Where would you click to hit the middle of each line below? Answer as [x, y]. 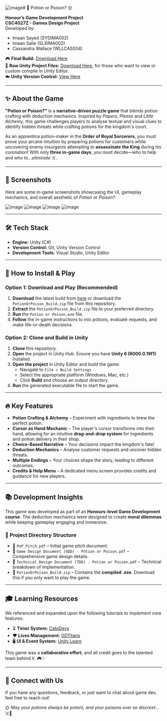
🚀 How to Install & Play [40, 273]
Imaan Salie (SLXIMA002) [39, 43]
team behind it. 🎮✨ [25, 658]
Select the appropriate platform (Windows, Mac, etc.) [74, 375]
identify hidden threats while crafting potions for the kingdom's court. [76, 127]
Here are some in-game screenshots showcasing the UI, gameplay [73, 192]
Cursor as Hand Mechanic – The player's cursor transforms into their [83, 429]
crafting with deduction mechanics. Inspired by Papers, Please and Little [79, 116]
